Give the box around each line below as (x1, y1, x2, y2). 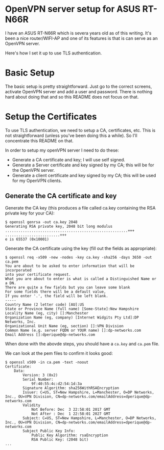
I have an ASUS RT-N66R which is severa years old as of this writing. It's (5, 30, 152, 36)
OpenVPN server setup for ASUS (5, 3, 141, 15)
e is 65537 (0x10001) (5, 237, 49, 241)
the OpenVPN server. (12, 167, 55, 173)
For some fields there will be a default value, (5, 289, 106, 294)
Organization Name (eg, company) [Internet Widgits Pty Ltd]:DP (5, 315, 139, 320)
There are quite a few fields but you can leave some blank (5, 285, 131, 290)
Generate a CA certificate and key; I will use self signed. (12, 157, 126, 162)
